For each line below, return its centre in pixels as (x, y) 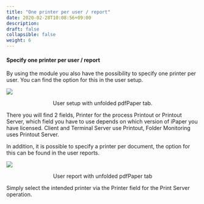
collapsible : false (31, 35)
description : (23, 23)
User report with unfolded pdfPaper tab (103, 176)
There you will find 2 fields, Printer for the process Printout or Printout (94, 115)
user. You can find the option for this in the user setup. (75, 80)
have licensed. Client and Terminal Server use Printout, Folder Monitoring (98, 128)
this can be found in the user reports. (53, 153)
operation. (19, 195)
